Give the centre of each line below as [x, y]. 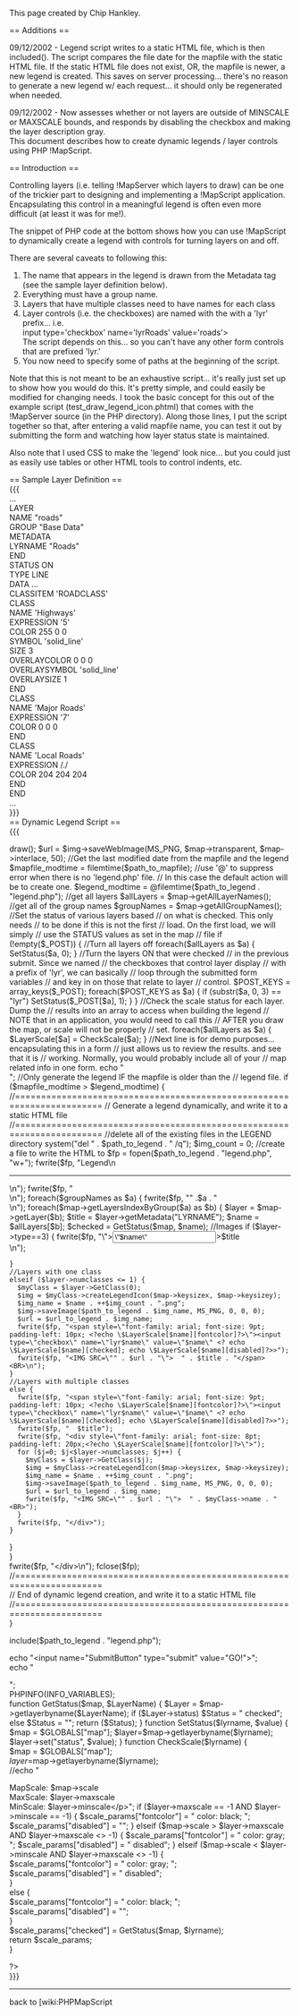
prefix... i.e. [43, 323]
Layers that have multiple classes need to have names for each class [149, 304]
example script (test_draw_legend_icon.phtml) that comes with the [132, 407]
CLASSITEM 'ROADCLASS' [59, 594]
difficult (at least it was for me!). [68, 214]
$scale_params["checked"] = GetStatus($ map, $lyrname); [117, 1930]
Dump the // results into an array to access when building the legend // [139, 1010]
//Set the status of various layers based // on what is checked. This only [142, 915]
